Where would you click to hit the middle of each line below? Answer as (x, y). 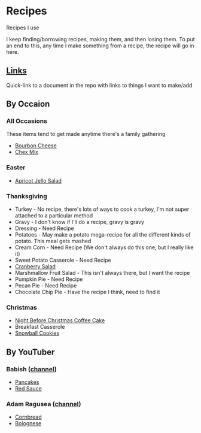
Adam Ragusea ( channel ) (44, 404)
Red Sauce (28, 389)
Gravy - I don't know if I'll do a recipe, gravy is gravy (80, 222)
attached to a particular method (54, 216)
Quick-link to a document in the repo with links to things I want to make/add (99, 85)
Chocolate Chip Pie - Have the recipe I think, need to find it (87, 292)
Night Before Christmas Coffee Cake (60, 320)
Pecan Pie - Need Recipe (46, 286)
